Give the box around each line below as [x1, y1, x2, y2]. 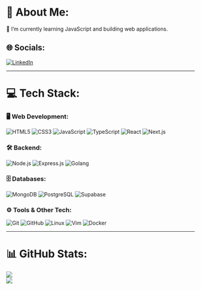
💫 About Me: [6, 5, 69, 19]
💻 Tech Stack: [6, 86, 80, 100]
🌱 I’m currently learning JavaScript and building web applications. [6, 25, 168, 32]
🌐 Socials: [6, 43, 45, 53]
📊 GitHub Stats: [6, 247, 88, 261]
